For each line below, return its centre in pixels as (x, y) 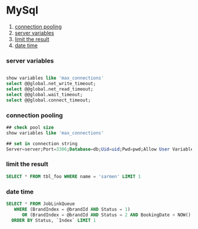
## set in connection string (42, 143)
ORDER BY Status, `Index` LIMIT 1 (54, 220)
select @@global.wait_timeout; (44, 94)
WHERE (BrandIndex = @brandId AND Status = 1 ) (72, 209)
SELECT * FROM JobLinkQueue (41, 204)
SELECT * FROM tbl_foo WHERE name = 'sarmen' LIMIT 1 (74, 176)
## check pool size (30, 127)
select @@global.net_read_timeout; (50, 89)
